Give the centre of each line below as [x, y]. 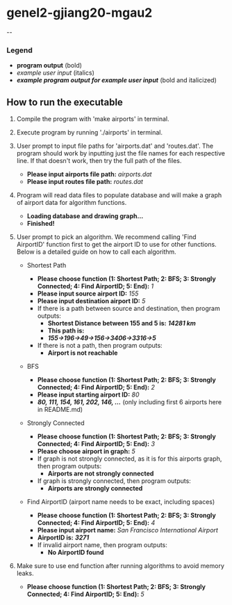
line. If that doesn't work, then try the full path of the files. [99, 161]
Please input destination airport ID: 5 [91, 301]
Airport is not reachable [83, 353]
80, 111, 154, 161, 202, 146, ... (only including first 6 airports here [130, 402]
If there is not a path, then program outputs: [100, 346]
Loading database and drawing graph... [85, 216]
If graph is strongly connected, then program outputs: [114, 481]
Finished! [41, 224]
